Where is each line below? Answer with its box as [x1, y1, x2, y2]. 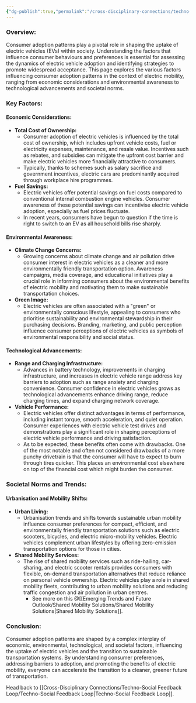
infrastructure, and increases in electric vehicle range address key [23, 372, 183, 379]
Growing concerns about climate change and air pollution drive [23, 253, 175, 260]
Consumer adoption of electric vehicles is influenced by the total [23, 133, 179, 140]
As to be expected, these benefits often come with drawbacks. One [23, 441, 185, 448]
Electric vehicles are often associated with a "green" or [23, 303, 156, 310]
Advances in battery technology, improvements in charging [23, 366, 166, 373]
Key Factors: [6, 99, 43, 107]
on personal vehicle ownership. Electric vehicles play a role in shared [23, 576, 190, 583]
